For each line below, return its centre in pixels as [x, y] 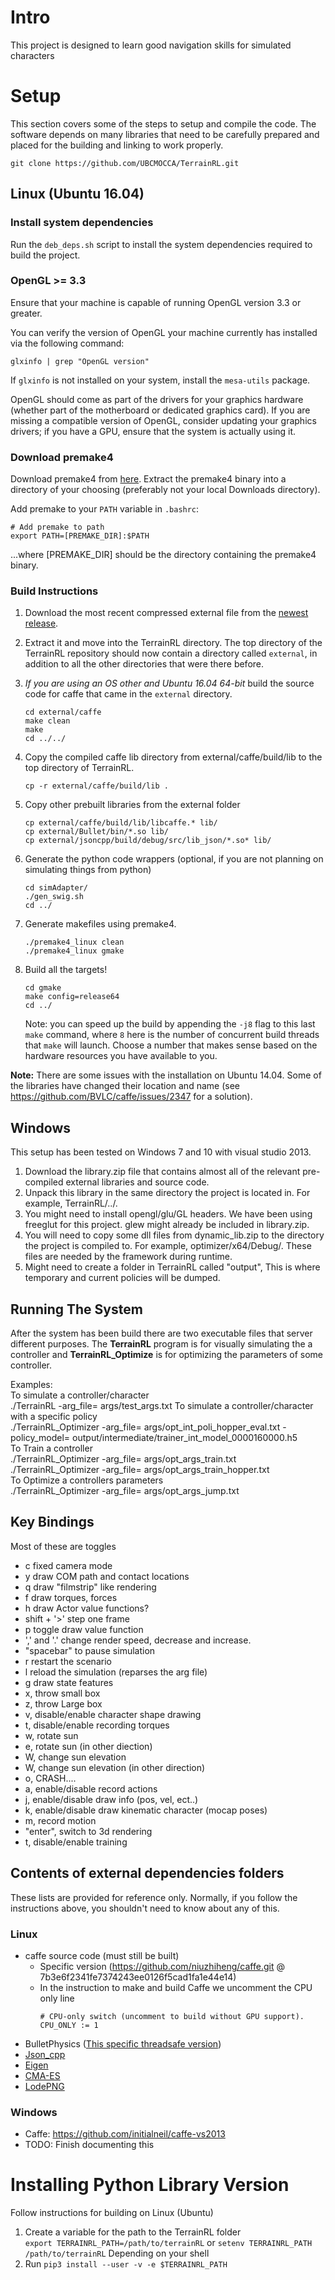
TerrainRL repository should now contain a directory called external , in [171, 653]
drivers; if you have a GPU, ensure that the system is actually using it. [153, 431]
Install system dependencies [82, 223]
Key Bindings [52, 1522]
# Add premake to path [57, 527]
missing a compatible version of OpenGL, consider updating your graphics [163, 420]
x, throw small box [62, 1693]
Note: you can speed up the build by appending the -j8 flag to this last [170, 1024]
